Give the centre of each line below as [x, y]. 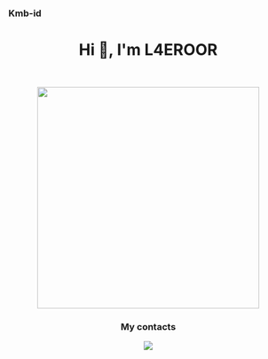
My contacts [148, 326]
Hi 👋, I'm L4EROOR [148, 50]
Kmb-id [25, 13]
